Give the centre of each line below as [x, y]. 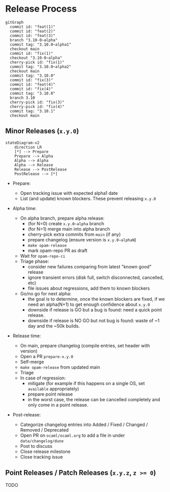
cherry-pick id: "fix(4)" [37, 107]
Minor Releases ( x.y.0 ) [42, 131]
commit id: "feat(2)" [33, 31]
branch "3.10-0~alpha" [34, 40]
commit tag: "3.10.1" [33, 111]
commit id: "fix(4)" [31, 89]
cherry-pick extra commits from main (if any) [74, 234]
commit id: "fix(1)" [31, 53]
